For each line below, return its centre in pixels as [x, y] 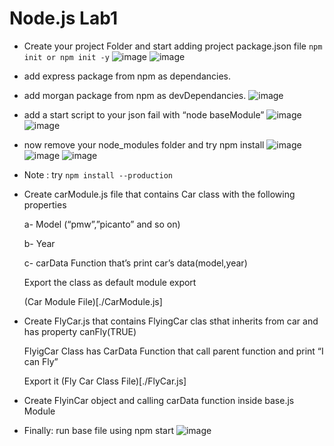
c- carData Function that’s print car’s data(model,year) [135, 263]
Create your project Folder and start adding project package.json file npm [173, 46]
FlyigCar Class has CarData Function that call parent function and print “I [173, 351]
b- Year [39, 243]
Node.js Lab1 [63, 18]
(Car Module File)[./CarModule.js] [93, 301]
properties [45, 204]
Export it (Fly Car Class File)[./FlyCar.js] [105, 381]
